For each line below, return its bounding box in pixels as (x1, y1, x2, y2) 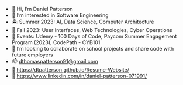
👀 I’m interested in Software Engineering (11, 12, 109, 19)
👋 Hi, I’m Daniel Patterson (11, 6, 73, 12)
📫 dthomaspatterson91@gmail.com (11, 58, 98, 65)
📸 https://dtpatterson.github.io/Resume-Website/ (11, 66, 130, 73)
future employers (11, 51, 54, 58)
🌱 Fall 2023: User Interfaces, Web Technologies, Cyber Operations (11, 27, 172, 33)
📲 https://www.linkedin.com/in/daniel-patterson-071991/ (11, 73, 147, 79)
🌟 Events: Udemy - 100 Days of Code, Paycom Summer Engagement (11, 33, 177, 40)
